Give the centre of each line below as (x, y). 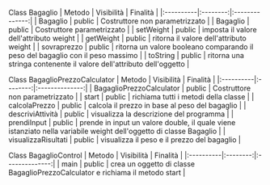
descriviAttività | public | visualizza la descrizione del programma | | (121, 114)
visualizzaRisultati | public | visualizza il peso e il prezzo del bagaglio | (124, 140)
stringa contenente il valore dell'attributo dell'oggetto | (99, 64)
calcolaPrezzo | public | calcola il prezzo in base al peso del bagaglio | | (127, 105)
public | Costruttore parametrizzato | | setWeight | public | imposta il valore (133, 29)
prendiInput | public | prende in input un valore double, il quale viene (122, 122)
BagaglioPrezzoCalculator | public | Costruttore (173, 88)
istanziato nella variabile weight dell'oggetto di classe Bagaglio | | (117, 131)
